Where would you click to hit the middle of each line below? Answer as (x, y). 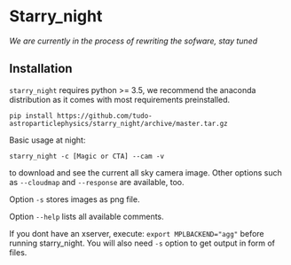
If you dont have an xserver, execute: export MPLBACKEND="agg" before (137, 233)
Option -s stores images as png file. (75, 199)
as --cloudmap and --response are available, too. (97, 182)
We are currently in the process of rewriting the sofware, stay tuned (134, 41)
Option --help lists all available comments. (87, 216)
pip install (31, 116)
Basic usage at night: (47, 140)
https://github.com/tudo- (104, 116)
